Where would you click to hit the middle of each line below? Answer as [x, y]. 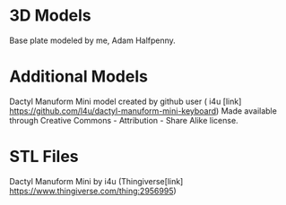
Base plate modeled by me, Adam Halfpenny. [93, 40]
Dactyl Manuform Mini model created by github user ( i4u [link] [126, 101]
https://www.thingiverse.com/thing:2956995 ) [93, 191]
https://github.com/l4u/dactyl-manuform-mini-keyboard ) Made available [143, 111]
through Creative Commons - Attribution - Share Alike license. [124, 120]
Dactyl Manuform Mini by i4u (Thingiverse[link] [96, 181]
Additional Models [78, 77]
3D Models [50, 16]
